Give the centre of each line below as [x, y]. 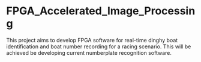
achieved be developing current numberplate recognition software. [89, 52]
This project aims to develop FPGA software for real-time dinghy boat [92, 40]
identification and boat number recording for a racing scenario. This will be [99, 46]
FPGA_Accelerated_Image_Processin [101, 11]
